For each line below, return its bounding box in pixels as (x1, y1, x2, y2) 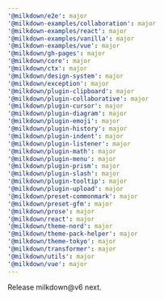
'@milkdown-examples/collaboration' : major (7, 19, 157, 27)
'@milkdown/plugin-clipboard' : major (7, 87, 135, 95)
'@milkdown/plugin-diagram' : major (7, 110, 128, 118)
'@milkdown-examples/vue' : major (7, 42, 120, 50)
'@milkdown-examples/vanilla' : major (7, 34, 135, 43)
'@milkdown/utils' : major (7, 252, 95, 260)
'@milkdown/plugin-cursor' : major (7, 102, 124, 110)
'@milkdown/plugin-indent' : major (7, 132, 124, 140)
